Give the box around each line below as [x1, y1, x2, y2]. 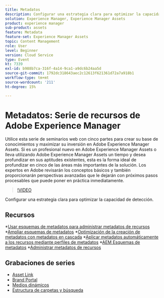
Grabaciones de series [5, 258, 75, 267]
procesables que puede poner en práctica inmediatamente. [5, 178, 124, 184]
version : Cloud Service [5, 52, 54, 58]
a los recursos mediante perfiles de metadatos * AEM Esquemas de [5, 239, 140, 245]
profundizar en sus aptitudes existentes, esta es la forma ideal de [5, 157, 137, 163]
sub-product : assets [5, 25, 47, 30]
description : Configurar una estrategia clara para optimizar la [5, 12, 141, 17]
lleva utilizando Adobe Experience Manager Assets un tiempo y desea [5, 152, 146, 158]
